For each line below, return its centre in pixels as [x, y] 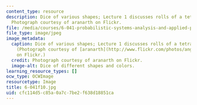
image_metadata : [26, 38]
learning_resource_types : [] [42, 71]
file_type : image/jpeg [34, 33]
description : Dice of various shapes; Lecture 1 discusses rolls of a [94, 17]
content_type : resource [35, 11]
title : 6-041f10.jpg [31, 87]
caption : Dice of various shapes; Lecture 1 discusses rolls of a [94, 44]
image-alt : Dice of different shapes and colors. [73, 66]
